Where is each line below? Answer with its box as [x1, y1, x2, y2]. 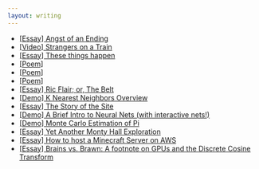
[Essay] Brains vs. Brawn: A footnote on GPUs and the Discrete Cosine [18, 143, 251, 153]
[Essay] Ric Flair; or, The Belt [18, 84, 115, 94]
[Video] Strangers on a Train [18, 41, 112, 52]
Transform [18, 152, 53, 162]
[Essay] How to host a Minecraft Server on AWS [18, 135, 177, 144]
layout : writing [7, 11, 61, 20]
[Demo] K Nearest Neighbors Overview [18, 92, 148, 102]
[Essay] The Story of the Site [18, 101, 114, 111]
